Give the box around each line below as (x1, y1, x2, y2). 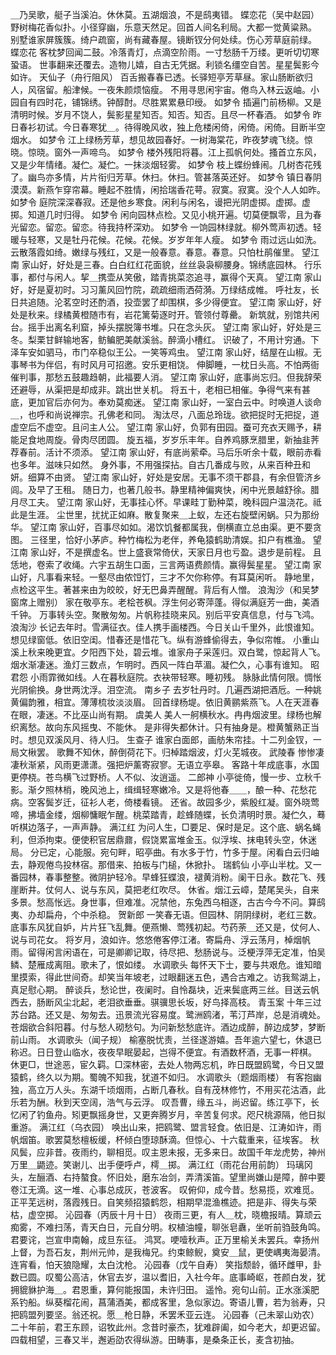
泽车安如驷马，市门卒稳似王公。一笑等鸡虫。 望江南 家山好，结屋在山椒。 (10, 346, 313, 358)
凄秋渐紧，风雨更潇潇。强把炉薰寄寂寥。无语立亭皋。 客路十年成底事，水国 (10, 759, 320, 770)
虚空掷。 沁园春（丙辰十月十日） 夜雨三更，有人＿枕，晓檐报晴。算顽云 (27, 1209, 322, 1220)
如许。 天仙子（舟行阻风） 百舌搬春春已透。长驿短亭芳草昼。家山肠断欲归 (10, 71, 313, 83)
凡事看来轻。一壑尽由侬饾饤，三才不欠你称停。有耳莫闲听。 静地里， (36, 571, 320, 583)
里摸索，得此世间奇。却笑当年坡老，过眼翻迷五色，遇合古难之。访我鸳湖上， (10, 971, 326, 983)
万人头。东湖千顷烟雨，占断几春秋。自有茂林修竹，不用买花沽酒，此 (44, 1084, 326, 1095)
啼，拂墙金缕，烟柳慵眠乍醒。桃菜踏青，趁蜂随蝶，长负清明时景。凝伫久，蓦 (10, 809, 326, 820)
